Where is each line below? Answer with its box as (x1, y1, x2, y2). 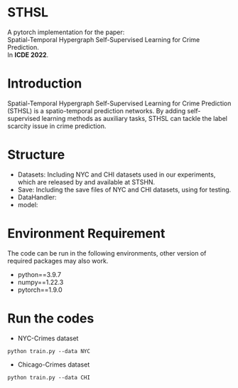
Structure (7, 147, 65, 163)
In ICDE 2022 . (7, 51, 49, 59)
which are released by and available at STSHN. (17, 177, 156, 186)
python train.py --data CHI (7, 374, 91, 381)
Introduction (7, 75, 82, 92)
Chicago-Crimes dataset (17, 360, 90, 369)
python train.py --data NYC (7, 347, 91, 355)
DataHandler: (17, 193, 57, 201)
